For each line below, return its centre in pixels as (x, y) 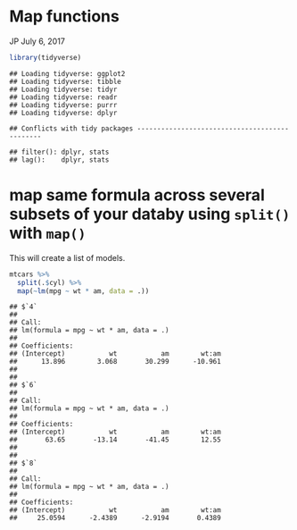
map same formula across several (137, 195)
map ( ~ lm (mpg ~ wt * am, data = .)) (83, 291)
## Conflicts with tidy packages (71, 128)
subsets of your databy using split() (150, 214)
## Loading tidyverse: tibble (66, 81)
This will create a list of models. (67, 257)
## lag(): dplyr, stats (59, 160)
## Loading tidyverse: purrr (63, 105)
